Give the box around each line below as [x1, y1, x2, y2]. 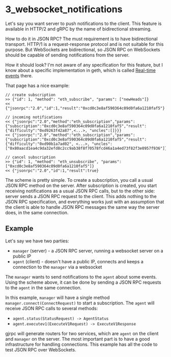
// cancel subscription [5, 154, 56, 160]
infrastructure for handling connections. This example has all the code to [5, 341, 158, 347]
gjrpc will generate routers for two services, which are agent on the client [5, 330, 159, 337]
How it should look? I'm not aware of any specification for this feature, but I [5, 62, 163, 68]
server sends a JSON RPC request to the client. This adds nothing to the [5, 193, 157, 199]
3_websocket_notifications [5, 4, 123, 15]
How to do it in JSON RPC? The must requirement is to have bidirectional [5, 36, 158, 42]
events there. [5, 72, 33, 78]
